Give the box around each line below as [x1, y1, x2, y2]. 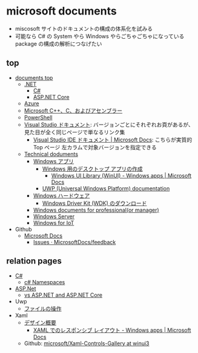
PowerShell [24, 114, 53, 121]
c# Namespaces [24, 278, 65, 285]
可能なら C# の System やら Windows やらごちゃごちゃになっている [15, 32, 185, 40]
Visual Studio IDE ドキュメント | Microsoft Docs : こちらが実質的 [33, 136, 193, 143]
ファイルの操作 [24, 305, 62, 312]
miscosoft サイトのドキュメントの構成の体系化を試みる [15, 25, 153, 32]
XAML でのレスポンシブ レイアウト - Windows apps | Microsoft [33, 326, 191, 334]
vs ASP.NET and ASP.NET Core [24, 291, 103, 299]
